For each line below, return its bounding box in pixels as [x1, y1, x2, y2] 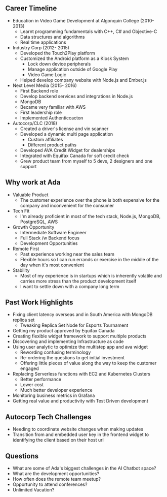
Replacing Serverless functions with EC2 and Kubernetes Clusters [12, 371, 151, 377]
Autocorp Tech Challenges [5, 413, 92, 421]
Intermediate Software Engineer [20, 229, 87, 235]
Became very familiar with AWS [20, 104, 86, 110]
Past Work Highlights [5, 298, 73, 307]
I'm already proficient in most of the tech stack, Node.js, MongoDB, [20, 213, 161, 219]
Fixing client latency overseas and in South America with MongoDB [12, 312, 153, 318]
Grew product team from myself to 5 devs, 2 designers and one [20, 158, 153, 164]
